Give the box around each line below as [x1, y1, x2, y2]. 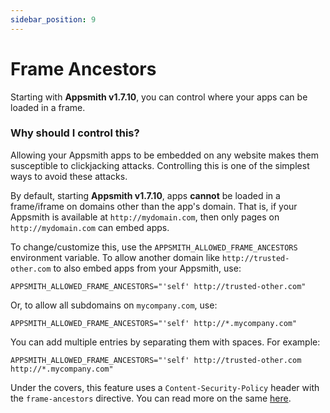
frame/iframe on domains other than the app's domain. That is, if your [10, 200, 298, 212]
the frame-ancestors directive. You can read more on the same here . [10, 392, 292, 404]
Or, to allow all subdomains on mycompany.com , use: [10, 299, 218, 311]
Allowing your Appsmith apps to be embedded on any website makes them [10, 149, 319, 161]
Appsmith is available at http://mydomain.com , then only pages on [10, 211, 280, 223]
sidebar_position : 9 [10, 14, 97, 25]
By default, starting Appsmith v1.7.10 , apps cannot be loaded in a [10, 189, 281, 201]
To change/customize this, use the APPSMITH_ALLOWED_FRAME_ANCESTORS [10, 241, 298, 253]
